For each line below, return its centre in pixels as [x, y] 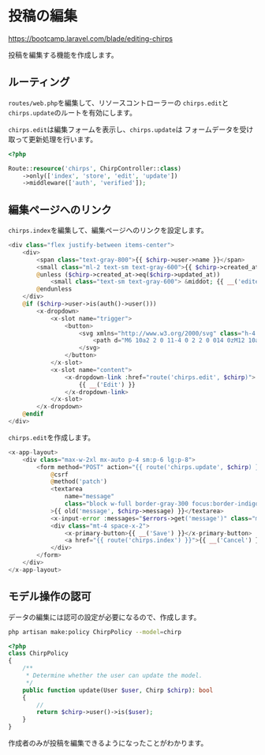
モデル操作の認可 [50, 597]
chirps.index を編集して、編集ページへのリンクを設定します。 [108, 231]
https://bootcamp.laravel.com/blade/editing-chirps [91, 38]
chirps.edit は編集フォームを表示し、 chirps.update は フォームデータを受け [131, 129]
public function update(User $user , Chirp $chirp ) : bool [118, 690]
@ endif [33, 414]
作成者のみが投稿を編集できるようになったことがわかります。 [108, 743]
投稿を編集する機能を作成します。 [63, 54]
